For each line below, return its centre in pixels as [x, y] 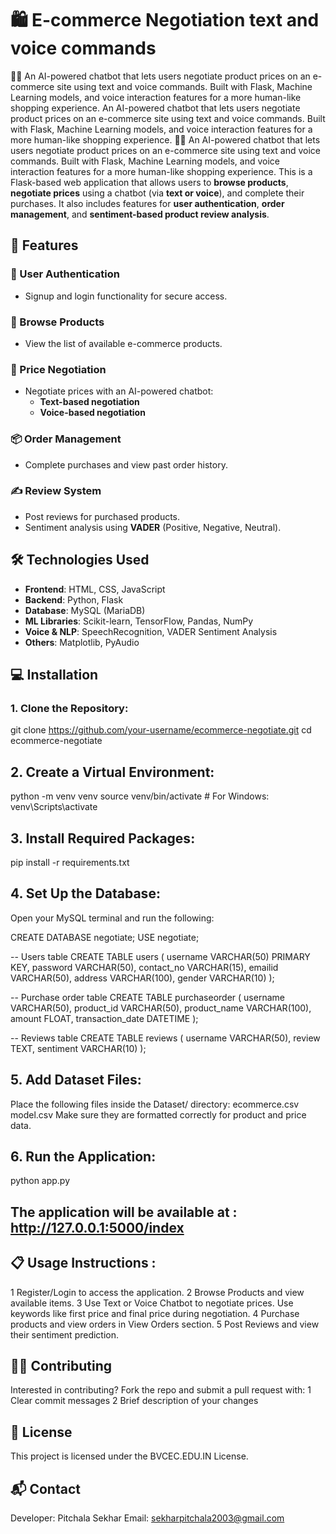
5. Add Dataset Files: [76, 1080]
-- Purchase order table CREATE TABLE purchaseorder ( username [147, 997]
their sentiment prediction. [65, 1334]
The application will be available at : [124, 1212]
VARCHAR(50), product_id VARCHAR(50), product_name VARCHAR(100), [161, 1008]
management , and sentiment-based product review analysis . [140, 214]
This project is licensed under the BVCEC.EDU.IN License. [129, 1456]
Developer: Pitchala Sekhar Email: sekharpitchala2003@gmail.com [147, 1518]
